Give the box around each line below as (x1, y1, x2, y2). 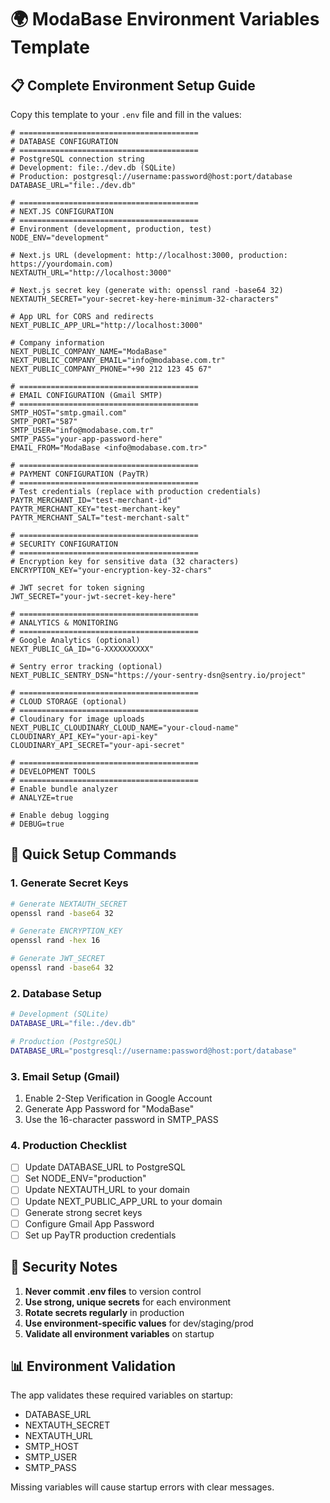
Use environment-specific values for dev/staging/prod (24, 1317, 254, 1329)
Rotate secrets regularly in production (24, 1306, 185, 1318)
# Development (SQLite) (10, 1009, 110, 1020)
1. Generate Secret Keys (10, 876, 129, 890)
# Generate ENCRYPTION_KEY (10, 926, 123, 936)
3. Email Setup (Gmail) (10, 1069, 120, 1083)
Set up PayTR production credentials (24, 1229, 177, 1241)
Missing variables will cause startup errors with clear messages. (10, 1481, 275, 1493)
